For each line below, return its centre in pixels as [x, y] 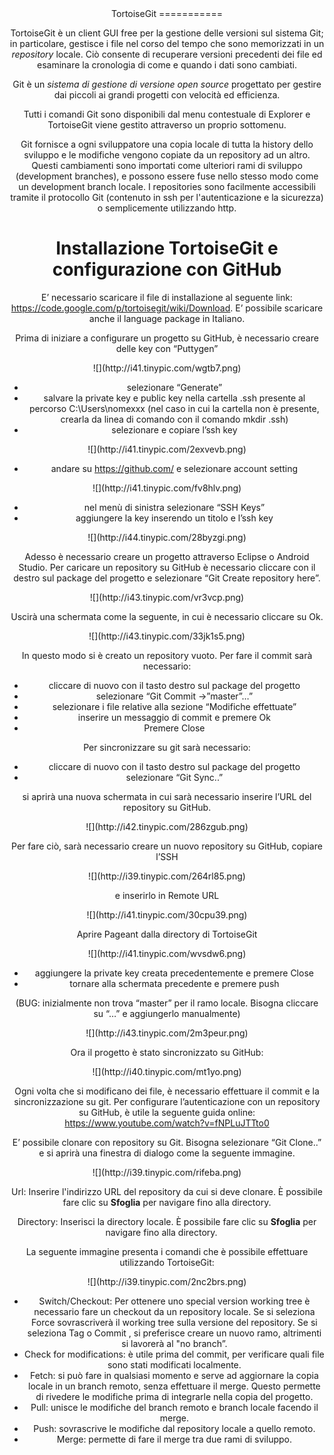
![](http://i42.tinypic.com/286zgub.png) [167, 826]
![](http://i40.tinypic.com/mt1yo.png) [167, 1071]
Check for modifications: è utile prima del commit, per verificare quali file [174, 1354]
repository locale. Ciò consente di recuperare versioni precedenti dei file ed [167, 54]
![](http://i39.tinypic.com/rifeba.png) [167, 1172]
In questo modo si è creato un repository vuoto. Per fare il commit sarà [167, 655]
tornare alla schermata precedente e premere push [174, 983]
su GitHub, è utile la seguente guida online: [167, 1112]
